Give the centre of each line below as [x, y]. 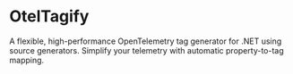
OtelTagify [49, 16]
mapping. [27, 60]
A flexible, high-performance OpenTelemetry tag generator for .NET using [146, 41]
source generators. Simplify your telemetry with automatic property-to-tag [146, 50]
